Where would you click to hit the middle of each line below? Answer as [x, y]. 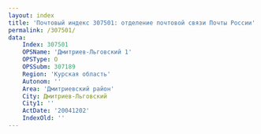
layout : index [32, 15]
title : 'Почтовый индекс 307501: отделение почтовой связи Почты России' [132, 23]
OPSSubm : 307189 [49, 67]
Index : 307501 [45, 45]
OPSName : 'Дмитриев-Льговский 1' [77, 52]
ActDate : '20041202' [56, 111]
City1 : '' [39, 103]
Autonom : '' [42, 81]
